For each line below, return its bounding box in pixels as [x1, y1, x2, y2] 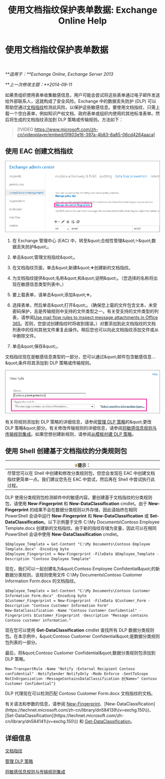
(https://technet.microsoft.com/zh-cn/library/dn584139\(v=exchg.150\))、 [5, 707, 154, 713]
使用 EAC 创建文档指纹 [5, 147, 74, 155]
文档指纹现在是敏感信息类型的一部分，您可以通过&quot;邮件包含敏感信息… [5, 353, 156, 359]
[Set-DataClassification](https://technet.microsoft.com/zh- [5, 712, 124, 718]
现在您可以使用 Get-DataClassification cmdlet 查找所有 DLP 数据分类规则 [5, 627, 155, 633]
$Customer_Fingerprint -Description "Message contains [33, 613, 148, 618]
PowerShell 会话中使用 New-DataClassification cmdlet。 [5, 531, 121, 537]
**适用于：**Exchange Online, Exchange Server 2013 [5, 71, 114, 77]
